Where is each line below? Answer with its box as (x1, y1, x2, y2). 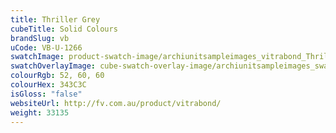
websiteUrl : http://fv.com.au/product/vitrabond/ (10, 98, 222, 108)
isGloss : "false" (10, 89, 83, 99)
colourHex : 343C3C (10, 80, 87, 90)
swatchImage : (10, 52, 65, 62)
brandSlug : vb (10, 33, 70, 43)
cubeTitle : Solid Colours (10, 24, 118, 34)
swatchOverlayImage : (10, 61, 97, 71)
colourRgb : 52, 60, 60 (10, 71, 105, 81)
